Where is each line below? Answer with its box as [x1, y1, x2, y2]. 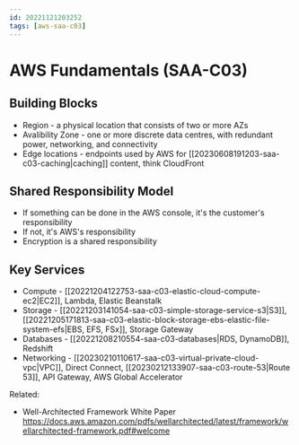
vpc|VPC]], [22, 362, 64, 373]
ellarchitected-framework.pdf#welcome [22, 425, 171, 436]
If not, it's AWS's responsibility [22, 226, 136, 238]
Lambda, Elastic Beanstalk [64, 295, 163, 306]
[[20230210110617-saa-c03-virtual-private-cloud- [73, 353, 259, 363]
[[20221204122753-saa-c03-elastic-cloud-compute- [64, 286, 261, 297]
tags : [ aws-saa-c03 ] [9, 22, 87, 31]
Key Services [9, 262, 85, 277]
